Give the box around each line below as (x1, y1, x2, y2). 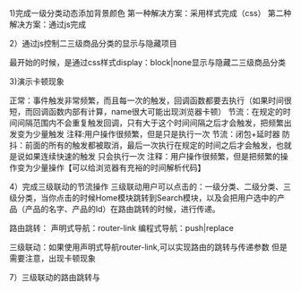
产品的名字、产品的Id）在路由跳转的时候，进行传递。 (24, 204, 221, 214)
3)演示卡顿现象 (9, 76, 64, 87)
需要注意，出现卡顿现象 (9, 253, 96, 263)
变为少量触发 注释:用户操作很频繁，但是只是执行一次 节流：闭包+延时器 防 (16, 129, 291, 139)
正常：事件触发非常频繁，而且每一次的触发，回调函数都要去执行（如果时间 (9, 95, 284, 106)
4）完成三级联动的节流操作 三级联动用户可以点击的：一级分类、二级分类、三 (9, 182, 291, 192)
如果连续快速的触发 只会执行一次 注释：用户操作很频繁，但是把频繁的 (24, 151, 280, 161)
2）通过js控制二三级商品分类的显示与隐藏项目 (9, 39, 177, 48)
